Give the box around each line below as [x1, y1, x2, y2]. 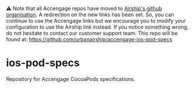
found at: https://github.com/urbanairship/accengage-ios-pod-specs [6, 36, 172, 43]
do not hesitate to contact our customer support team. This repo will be [6, 30, 178, 37]
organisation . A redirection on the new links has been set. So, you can [6, 11, 174, 18]
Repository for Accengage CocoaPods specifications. [6, 75, 136, 82]
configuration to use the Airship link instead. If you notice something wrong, [6, 23, 189, 30]
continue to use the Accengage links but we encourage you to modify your [6, 17, 186, 24]
